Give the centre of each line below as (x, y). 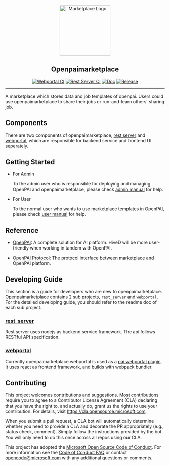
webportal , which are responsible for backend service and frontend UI (78, 140)
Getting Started (30, 162)
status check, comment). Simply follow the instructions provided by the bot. (84, 432)
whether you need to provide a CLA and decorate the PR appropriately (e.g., (85, 426)
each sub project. (24, 308)
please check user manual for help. (49, 214)
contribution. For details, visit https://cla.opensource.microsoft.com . (76, 411)
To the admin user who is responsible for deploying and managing (81, 184)
